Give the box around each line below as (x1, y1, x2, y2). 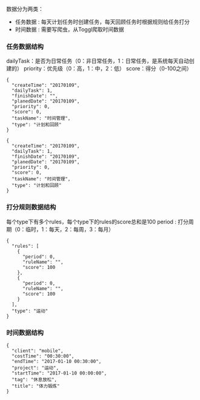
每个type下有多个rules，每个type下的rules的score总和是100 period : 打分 (6, 218, 189, 225)
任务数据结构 (6, 42, 44, 50)
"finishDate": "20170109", (12, 154, 80, 160)
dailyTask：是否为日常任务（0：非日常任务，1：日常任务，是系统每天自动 (6, 57, 190, 65)
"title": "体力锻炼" (12, 383, 60, 389)
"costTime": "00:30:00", (12, 353, 75, 359)
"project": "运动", (12, 365, 59, 371)
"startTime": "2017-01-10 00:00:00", (12, 370, 107, 376)
